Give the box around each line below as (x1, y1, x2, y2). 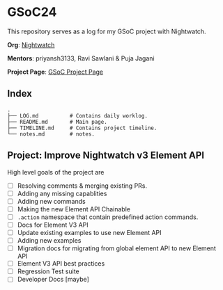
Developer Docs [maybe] (17, 275, 89, 284)
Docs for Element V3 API (17, 220, 89, 229)
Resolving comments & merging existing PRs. (17, 182, 148, 190)
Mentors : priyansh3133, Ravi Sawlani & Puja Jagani (7, 54, 155, 63)
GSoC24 (7, 4, 57, 20)
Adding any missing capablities (17, 189, 107, 198)
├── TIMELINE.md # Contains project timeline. (7, 124, 157, 131)
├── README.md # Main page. (7, 118, 108, 125)
